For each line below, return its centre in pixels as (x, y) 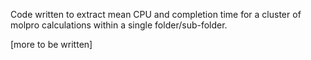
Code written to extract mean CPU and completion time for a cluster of (156, 14)
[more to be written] (51, 44)
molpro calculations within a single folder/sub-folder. (119, 25)
